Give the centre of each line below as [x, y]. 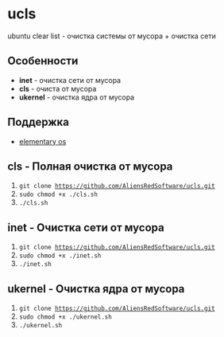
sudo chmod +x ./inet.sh [60, 256]
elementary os [42, 141]
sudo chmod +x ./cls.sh [58, 195]
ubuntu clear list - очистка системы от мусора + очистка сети [112, 36]
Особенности [43, 61]
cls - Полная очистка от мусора [90, 166]
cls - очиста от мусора [58, 88]
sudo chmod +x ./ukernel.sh [65, 317]
